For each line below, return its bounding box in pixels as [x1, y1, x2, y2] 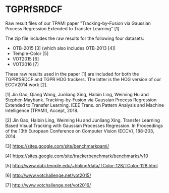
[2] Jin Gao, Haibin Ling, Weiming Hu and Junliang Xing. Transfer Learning [5, 117, 160, 123]
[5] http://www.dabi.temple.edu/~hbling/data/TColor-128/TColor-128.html [5, 162, 158, 168]
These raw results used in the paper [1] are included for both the [5, 71, 139, 77]
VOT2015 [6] [12, 55, 39, 61]
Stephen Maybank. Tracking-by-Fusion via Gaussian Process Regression [5, 97, 157, 103]
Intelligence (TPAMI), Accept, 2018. [5, 107, 79, 113]
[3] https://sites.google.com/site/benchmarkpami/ [5, 143, 109, 149]
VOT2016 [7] [12, 61, 39, 67]
